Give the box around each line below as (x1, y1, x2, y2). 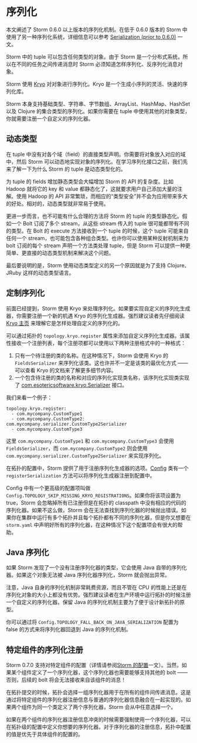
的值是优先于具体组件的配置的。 (6, 731, 83, 738)
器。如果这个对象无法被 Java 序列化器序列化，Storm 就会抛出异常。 (6, 572, 170, 579)
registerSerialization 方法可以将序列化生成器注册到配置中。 (6, 472, 155, 479)
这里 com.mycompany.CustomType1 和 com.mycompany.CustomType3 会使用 (6, 437, 174, 445)
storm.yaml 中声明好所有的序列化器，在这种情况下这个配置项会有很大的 (6, 521, 178, 528)
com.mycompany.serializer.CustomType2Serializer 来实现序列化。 (6, 452, 165, 459)
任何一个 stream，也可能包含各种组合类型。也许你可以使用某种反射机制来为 (6, 234, 189, 241)
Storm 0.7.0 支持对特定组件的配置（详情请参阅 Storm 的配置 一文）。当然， (6, 662, 182, 669)
